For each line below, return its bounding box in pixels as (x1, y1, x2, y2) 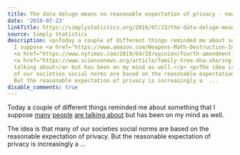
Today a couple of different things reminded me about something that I (7, 103, 216, 111)
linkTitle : (7, 24, 40, 31)
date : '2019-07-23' (7, 17, 66, 24)
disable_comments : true (7, 84, 79, 91)
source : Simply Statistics (7, 30, 88, 38)
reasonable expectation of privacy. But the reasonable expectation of (7, 132, 211, 141)
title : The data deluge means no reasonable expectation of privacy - (7, 10, 222, 18)
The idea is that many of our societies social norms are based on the (7, 124, 209, 133)
